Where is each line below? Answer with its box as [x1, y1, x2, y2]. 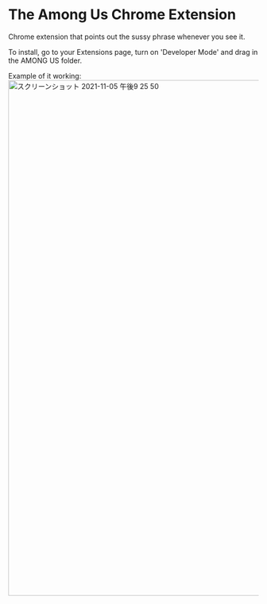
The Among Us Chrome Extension [8, 6, 237, 24]
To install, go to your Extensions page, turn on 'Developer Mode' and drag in [8, 47, 258, 56]
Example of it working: [8, 71, 82, 80]
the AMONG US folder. [8, 56, 82, 65]
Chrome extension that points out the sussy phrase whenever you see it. [8, 32, 246, 41]
